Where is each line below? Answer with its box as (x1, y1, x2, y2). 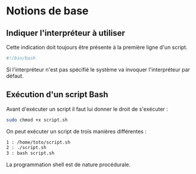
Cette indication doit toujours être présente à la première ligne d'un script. (6, 44, 188, 51)
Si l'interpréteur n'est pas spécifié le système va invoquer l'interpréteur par (6, 66, 191, 73)
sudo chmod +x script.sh (6, 117, 68, 123)
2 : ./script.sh (6, 145, 46, 151)
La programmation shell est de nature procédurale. (6, 161, 131, 168)
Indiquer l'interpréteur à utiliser (6, 28, 125, 38)
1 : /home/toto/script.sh (6, 139, 70, 145)
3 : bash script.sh (6, 150, 55, 156)
